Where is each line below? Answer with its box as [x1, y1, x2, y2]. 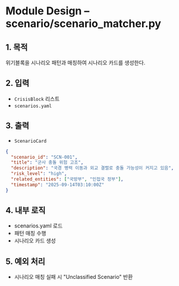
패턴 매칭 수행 [14, 230, 46, 237]
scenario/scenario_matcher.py [5, 17, 162, 30]
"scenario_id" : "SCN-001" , [11, 154, 78, 160]
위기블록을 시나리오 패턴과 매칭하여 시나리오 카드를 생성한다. [5, 59, 146, 66]
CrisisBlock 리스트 [14, 95, 60, 102]
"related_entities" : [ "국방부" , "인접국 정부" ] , [11, 176, 124, 182]
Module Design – [5, 4, 90, 18]
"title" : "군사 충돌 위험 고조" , [11, 159, 84, 165]
